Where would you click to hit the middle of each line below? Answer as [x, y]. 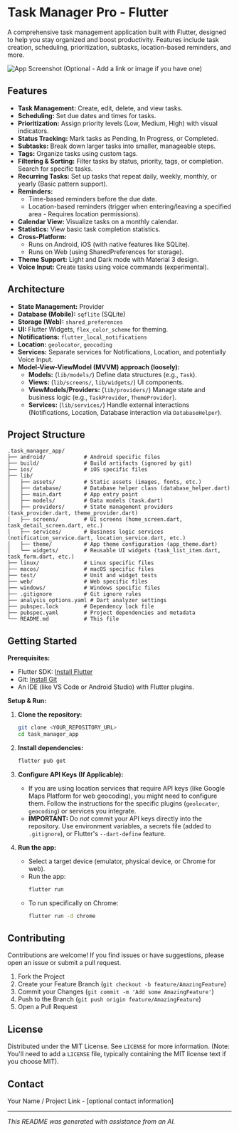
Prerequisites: [29, 658]
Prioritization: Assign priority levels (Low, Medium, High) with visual [118, 123]
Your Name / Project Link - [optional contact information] [91, 1101]
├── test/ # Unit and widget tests [83, 576]
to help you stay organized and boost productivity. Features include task [113, 39]
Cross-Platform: [42, 236]
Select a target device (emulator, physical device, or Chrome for [122, 861]
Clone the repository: [50, 715]
